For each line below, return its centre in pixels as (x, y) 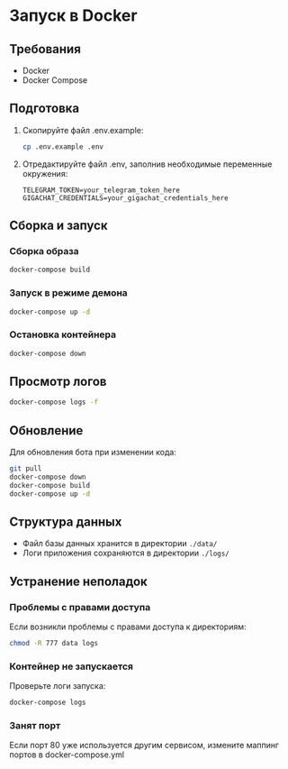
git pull (26, 469)
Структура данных (66, 522)
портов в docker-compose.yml (67, 755)
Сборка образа (44, 251)
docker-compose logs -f (54, 402)
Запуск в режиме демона (68, 293)
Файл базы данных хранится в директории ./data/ (120, 544)
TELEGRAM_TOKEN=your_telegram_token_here (101, 190)
